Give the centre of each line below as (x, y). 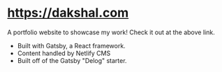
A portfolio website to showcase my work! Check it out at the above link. (111, 32)
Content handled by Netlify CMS (64, 53)
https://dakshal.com (68, 13)
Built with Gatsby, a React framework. (71, 45)
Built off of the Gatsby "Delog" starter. (72, 60)
